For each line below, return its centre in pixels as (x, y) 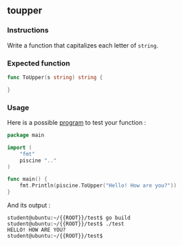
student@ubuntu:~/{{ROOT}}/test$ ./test (66, 224)
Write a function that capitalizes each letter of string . (83, 45)
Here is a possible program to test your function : (77, 123)
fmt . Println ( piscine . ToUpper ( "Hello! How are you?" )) (98, 186)
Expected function (39, 63)
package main (26, 135)
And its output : (29, 205)
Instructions (28, 30)
